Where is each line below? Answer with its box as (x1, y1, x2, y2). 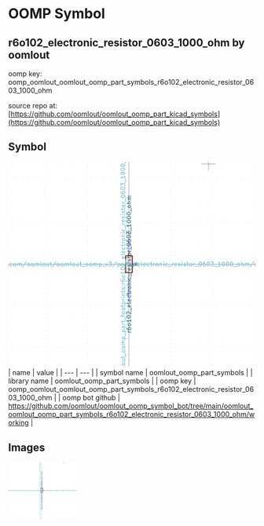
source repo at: (8, 101, 57, 110)
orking (8, 418, 29, 428)
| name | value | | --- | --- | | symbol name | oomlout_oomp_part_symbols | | (8, 368, 253, 378)
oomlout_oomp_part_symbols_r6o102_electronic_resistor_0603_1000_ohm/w (8, 410, 255, 419)
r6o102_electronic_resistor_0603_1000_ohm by (8, 36, 245, 49)
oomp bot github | (62, 393, 120, 403)
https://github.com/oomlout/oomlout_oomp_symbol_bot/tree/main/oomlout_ (8, 401, 254, 411)
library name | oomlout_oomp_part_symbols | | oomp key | (8, 376, 196, 385)
